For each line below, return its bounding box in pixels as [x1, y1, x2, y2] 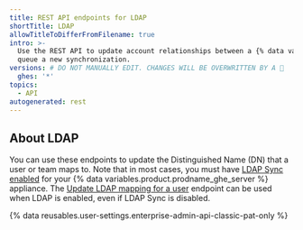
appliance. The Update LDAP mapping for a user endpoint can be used [9, 183, 272, 194]
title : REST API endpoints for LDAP [9, 13, 147, 23]
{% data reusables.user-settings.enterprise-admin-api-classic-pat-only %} [9, 210, 289, 221]
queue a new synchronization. [17, 55, 131, 64]
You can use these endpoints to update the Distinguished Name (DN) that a [9, 154, 289, 165]
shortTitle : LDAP [9, 22, 75, 31]
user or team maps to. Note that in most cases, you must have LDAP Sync [9, 164, 284, 175]
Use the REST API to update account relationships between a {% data [17, 47, 284, 56]
